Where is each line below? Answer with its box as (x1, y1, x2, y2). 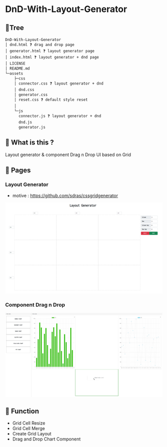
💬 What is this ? (5, 138, 54, 147)
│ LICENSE (5, 61, 26, 66)
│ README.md (5, 66, 30, 71)
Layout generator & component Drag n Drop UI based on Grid (5, 151, 131, 157)
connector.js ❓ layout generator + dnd (18, 113, 101, 118)
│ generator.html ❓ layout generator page (5, 48, 95, 53)
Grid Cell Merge (12, 425, 45, 431)
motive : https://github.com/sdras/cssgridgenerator (12, 192, 118, 198)
